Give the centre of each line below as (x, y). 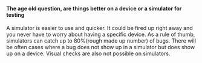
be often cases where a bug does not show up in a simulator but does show (101, 47)
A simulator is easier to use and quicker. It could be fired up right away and (100, 28)
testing (15, 14)
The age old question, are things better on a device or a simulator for (94, 8)
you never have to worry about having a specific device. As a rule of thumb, (101, 34)
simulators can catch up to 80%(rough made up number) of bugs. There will (101, 41)
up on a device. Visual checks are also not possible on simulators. (88, 53)
